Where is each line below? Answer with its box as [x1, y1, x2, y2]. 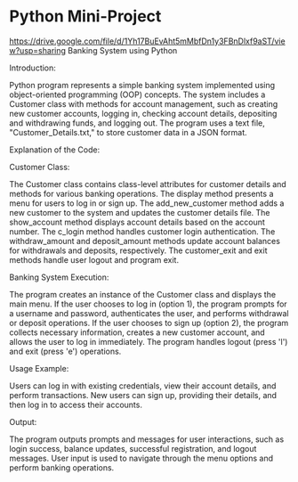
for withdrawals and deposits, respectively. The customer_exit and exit [9, 245, 268, 256]
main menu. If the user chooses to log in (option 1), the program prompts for [9, 298, 287, 309]
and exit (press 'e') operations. [9, 346, 122, 356]
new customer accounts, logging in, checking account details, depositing [9, 108, 278, 118]
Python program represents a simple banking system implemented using [9, 79, 276, 90]
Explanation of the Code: [9, 144, 101, 155]
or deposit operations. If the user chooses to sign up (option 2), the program [9, 317, 289, 328]
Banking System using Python [68, 45, 178, 55]
